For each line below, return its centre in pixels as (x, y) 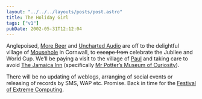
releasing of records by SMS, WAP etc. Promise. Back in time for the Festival (101, 83)
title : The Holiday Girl (37, 18)
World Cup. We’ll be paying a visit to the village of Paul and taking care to (97, 59)
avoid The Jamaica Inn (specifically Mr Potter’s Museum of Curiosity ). (93, 65)
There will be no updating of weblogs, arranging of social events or (90, 77)
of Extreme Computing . (35, 90)
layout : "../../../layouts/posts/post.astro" (64, 12)
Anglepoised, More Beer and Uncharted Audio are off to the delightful (93, 46)
